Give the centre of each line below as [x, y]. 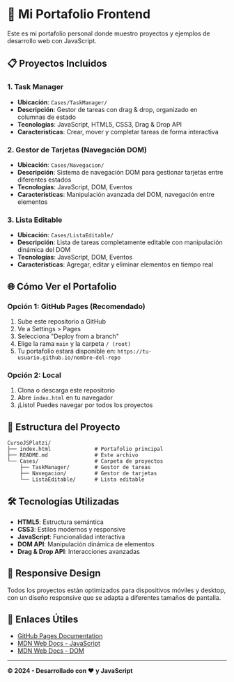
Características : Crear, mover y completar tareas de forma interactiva [118, 132]
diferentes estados [44, 180]
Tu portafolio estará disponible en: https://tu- [84, 351]
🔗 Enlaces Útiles [43, 620]
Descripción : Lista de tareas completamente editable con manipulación [120, 242]
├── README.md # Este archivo [73, 455]
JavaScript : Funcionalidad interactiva [71, 537]
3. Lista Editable [35, 220]
